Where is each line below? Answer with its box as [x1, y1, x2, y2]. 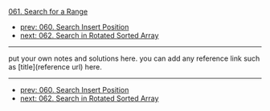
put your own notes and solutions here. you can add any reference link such [8, 54, 260, 63]
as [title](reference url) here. [8, 62, 103, 71]
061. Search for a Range [8, 7, 88, 16]
